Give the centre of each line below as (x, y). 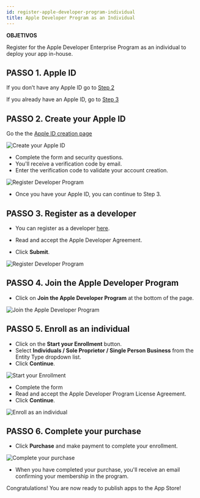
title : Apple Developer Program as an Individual (71, 18)
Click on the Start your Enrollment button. (69, 343)
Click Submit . (32, 251)
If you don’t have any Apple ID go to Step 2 (61, 88)
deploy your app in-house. (40, 53)
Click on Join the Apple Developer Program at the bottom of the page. (104, 297)
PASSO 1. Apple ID (41, 73)
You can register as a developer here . (62, 228)
